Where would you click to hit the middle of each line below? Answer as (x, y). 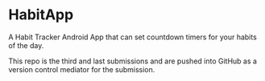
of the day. (26, 45)
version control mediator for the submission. (82, 69)
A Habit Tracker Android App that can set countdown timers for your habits (133, 37)
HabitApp (41, 15)
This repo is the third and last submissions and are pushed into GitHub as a (133, 61)
